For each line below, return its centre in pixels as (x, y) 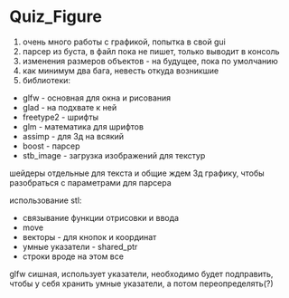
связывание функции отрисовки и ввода (100, 217)
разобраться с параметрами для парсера (90, 182)
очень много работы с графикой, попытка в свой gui (124, 42)
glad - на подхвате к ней (70, 107)
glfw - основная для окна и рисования (97, 98)
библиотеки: (46, 80)
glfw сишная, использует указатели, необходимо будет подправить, (141, 274)
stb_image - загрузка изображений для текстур (114, 155)
